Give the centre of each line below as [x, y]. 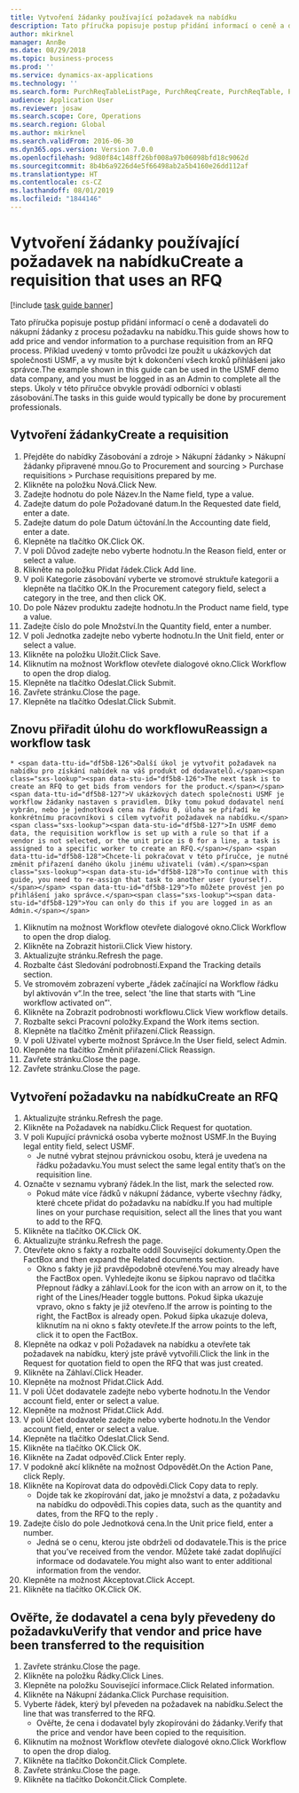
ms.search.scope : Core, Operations [76, 116]
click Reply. [44, 1476]
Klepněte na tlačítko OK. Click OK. [84, 541]
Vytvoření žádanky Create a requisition [119, 435]
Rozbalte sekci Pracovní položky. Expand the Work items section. [141, 1022]
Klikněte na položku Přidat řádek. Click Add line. [110, 570]
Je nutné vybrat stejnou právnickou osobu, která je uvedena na [152, 1156]
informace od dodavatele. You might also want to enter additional [154, 1561]
